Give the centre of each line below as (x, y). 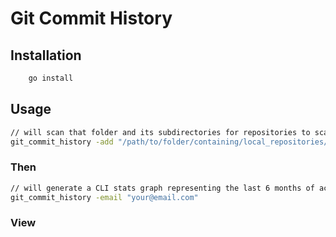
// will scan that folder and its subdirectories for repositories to (160, 132)
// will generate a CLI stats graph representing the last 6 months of (162, 188)
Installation (46, 55)
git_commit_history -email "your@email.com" (104, 197)
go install (51, 78)
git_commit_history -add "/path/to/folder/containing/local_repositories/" (171, 142)
